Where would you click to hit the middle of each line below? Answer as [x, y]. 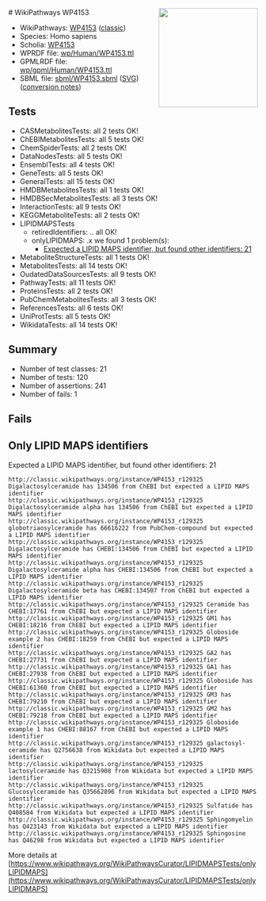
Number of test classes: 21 [63, 369]
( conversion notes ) [50, 87]
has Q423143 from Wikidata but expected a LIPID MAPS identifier [118, 826]
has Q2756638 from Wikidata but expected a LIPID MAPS [132, 750]
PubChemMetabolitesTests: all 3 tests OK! [88, 299]
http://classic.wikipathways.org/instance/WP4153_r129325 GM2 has [120, 708]
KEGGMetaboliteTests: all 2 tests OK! [80, 215]
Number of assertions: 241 [63, 385]
